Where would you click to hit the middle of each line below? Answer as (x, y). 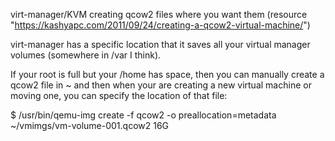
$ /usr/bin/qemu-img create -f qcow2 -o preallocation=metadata (143, 115)
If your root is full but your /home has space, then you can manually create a (167, 74)
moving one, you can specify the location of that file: (119, 95)
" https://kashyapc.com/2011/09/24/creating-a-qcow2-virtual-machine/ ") (160, 25)
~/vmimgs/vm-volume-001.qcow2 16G (90, 125)
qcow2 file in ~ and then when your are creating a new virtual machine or (161, 85)
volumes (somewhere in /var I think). (86, 55)
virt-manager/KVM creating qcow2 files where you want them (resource (159, 14)
